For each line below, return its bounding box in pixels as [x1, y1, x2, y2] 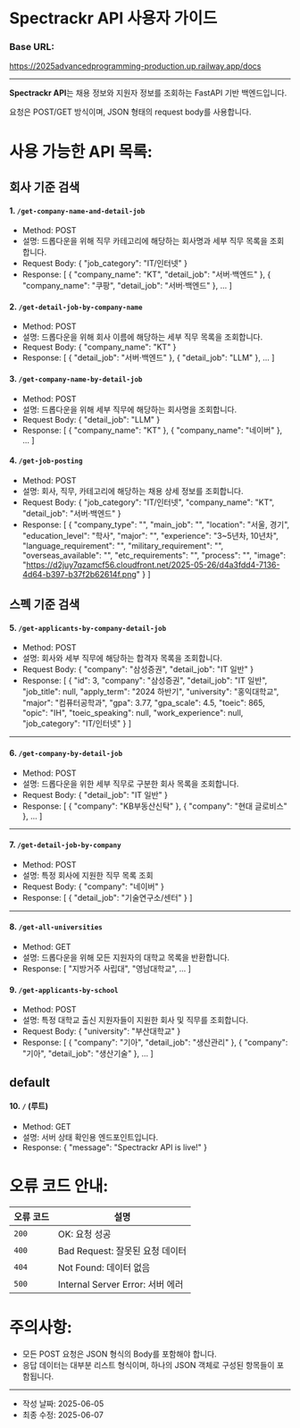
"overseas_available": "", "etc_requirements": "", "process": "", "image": [21, 550, 287, 560]
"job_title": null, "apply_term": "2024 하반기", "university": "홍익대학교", [21, 686, 279, 697]
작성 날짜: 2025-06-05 [21, 1398, 104, 1408]
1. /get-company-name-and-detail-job [9, 205, 146, 215]
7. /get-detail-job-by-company [9, 839, 122, 850]
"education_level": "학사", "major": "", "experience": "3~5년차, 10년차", [21, 530, 279, 541]
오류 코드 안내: [9, 1176, 109, 1197]
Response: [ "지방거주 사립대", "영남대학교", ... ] [21, 963, 192, 974]
